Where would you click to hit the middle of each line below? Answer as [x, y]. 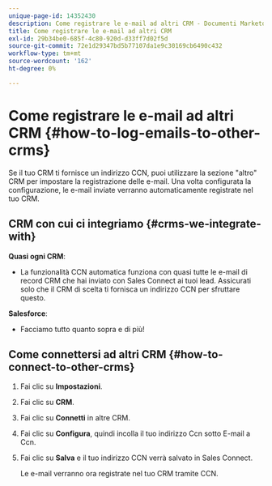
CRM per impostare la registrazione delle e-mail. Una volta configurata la [130, 181]
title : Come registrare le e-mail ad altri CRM [90, 31]
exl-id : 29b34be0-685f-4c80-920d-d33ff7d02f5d [88, 38]
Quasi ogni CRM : [37, 256]
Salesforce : [28, 313]
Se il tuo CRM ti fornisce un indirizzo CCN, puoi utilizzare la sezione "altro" [133, 173]
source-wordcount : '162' [50, 62]
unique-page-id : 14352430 [52, 16]
